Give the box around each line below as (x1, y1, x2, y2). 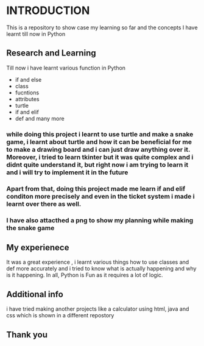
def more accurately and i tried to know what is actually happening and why (6, 265, 197, 272)
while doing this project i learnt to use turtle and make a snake (6, 130, 194, 138)
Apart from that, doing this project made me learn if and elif (6, 184, 186, 192)
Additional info (6, 289, 64, 299)
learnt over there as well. (6, 199, 82, 208)
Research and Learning (6, 48, 96, 58)
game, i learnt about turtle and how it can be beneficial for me (6, 138, 192, 146)
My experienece (6, 242, 69, 253)
